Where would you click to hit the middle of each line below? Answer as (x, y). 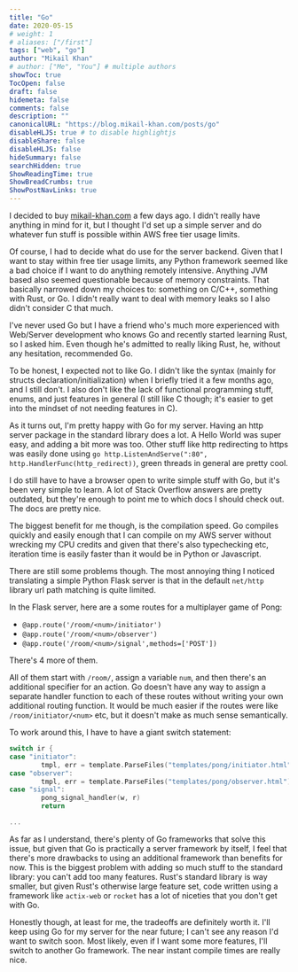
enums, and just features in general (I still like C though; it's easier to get (141, 399)
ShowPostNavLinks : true (53, 191)
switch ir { (31, 749)
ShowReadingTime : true (51, 174)
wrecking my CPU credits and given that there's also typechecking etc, (139, 544)
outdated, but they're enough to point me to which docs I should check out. (147, 499)
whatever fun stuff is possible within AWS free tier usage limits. (125, 234)
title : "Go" (31, 17)
